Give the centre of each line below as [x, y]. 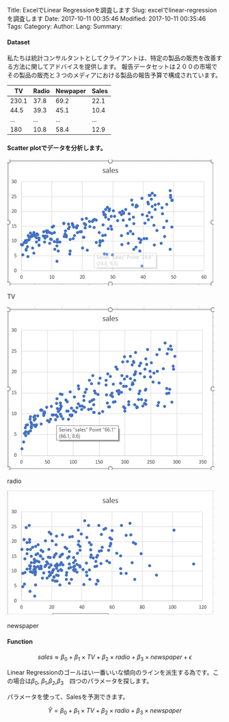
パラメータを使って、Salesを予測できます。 [68, 697]
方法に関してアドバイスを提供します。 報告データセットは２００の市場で [115, 66]
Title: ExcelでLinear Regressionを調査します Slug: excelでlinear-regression [112, 10]
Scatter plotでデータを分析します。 [57, 148]
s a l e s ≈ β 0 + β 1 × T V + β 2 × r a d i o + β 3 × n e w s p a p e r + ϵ [115, 658]
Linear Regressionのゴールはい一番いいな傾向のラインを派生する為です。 [110, 673]
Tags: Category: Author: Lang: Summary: [65, 26]
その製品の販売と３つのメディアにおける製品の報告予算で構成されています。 [114, 75]
